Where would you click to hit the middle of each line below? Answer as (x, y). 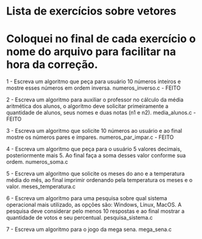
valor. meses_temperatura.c (41, 187)
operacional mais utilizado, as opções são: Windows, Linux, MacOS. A (94, 205)
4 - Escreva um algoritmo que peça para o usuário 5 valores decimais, (94, 149)
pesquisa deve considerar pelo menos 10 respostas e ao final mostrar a (96, 211)
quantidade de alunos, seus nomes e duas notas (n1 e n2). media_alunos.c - (101, 113)
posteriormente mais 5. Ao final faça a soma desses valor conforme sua (96, 155)
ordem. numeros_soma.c (37, 162)
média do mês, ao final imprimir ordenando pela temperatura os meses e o (99, 180)
